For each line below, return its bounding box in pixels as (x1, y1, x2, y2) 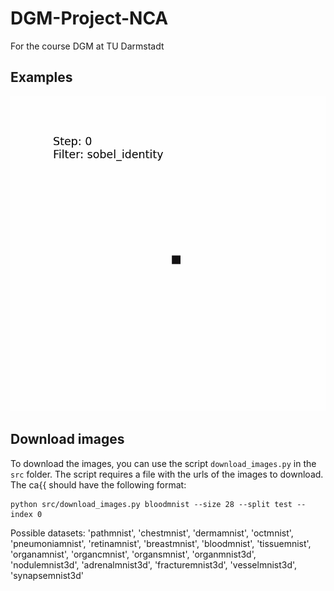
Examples (10, 69, 73, 86)
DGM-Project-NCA (10, 7, 169, 30)
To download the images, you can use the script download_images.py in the (10, 457, 317, 469)
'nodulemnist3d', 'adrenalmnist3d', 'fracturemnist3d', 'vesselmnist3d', (10, 558, 298, 571)
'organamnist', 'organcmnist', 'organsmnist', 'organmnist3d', (10, 548, 257, 560)
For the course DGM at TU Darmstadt (10, 40, 165, 52)
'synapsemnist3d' (10, 569, 85, 581)
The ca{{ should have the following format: (10, 478, 187, 491)
